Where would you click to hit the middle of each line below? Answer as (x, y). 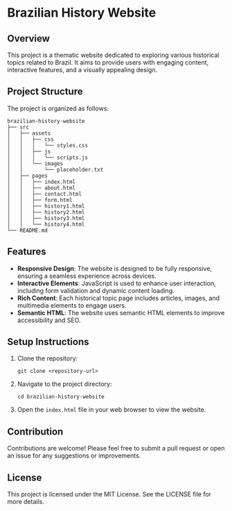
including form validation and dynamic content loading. (96, 290)
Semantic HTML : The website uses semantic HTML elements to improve (121, 312)
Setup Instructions (48, 342)
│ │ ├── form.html (40, 200)
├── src (18, 127)
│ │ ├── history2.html (46, 212)
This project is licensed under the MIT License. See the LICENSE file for (109, 494)
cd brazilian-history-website (61, 397)
